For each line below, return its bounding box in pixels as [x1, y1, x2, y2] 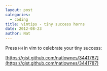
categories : [5, 12, 30, 17]
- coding [10, 17, 28, 22]
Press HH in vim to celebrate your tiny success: [5, 45, 102, 51]
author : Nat [5, 31, 30, 36]
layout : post [5, 7, 33, 13]
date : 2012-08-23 [5, 26, 42, 31]
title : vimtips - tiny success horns [5, 21, 85, 27]
